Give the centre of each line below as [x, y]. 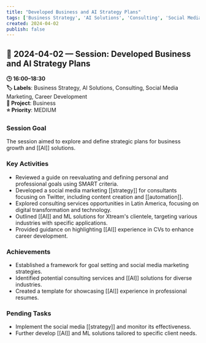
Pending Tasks [29, 313]
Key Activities [28, 164]
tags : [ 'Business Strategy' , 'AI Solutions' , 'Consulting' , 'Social [96, 18]
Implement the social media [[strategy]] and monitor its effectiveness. [103, 327]
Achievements [29, 252]
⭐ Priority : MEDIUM [31, 110]
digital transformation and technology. [63, 209]
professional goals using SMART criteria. [67, 184]
